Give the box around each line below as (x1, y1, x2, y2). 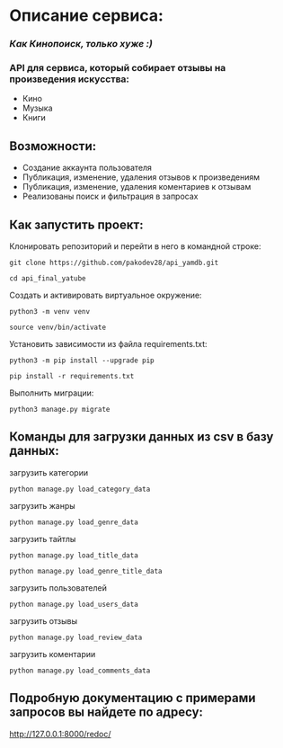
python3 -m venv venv (9, 307, 91, 316)
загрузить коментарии (9, 648, 96, 659)
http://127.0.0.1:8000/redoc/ (9, 728, 111, 739)
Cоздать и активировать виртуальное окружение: (9, 289, 202, 301)
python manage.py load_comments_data (9, 666, 151, 675)
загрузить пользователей (9, 582, 108, 593)
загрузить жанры (9, 500, 76, 511)
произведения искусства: (9, 73, 130, 85)
